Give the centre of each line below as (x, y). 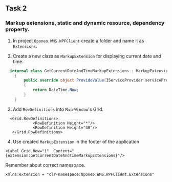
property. (17, 29)
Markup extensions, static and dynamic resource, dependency (85, 23)
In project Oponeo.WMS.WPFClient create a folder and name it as (78, 41)
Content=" (64, 151)
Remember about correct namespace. (45, 165)
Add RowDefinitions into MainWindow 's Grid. (58, 109)
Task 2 (16, 8)
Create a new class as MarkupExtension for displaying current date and (87, 56)
